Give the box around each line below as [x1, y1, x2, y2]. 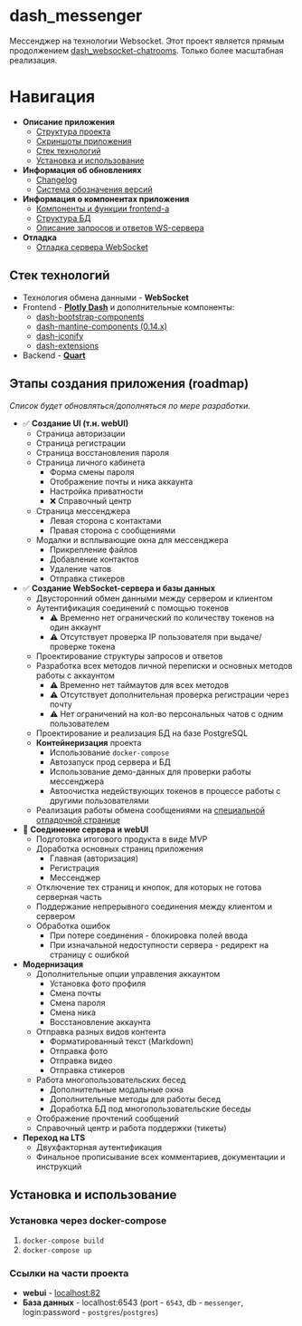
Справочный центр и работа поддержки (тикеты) [35, 1122, 228, 1133]
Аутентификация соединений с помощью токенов [35, 602, 229, 613]
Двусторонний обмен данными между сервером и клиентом [35, 593, 273, 604]
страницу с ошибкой [49, 949, 129, 960]
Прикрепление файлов [49, 544, 138, 555]
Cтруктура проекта [35, 126, 111, 137]
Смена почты [49, 987, 102, 998]
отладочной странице [35, 814, 120, 825]
